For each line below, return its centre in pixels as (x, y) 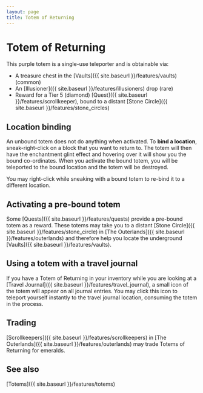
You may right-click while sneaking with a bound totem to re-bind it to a (95, 179)
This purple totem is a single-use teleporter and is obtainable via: (87, 64)
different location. (28, 186)
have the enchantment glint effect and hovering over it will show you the (96, 154)
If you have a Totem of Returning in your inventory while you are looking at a (101, 278)
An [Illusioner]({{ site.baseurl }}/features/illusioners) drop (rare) (94, 89)
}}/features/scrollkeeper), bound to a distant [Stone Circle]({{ (91, 102)
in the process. (25, 304)
